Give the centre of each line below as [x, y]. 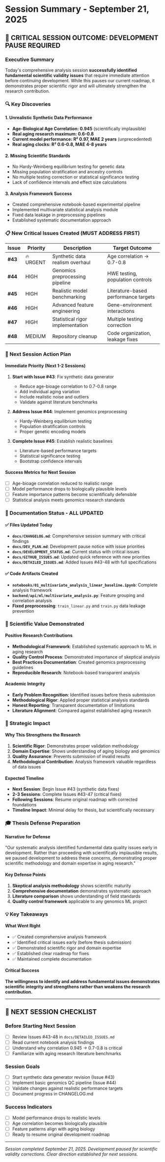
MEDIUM [36, 336]
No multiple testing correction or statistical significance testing [76, 177]
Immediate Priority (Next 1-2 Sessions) [45, 366]
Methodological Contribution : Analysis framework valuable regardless [84, 762]
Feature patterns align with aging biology [54, 1129]
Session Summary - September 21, [77, 9]
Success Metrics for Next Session [41, 472]
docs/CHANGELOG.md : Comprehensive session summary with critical [79, 536]
